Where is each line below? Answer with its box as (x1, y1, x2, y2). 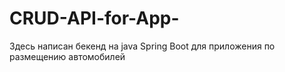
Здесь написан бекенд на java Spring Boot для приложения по (9, 40, 276, 52)
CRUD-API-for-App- (9, 7, 180, 30)
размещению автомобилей (9, 50, 126, 62)
